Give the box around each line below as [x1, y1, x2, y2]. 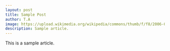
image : [5, 21, 19, 27]
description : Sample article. [5, 26, 69, 31]
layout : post [5, 7, 33, 13]
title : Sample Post [5, 12, 47, 17]
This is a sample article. [5, 40, 55, 46]
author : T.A [5, 17, 30, 22]
